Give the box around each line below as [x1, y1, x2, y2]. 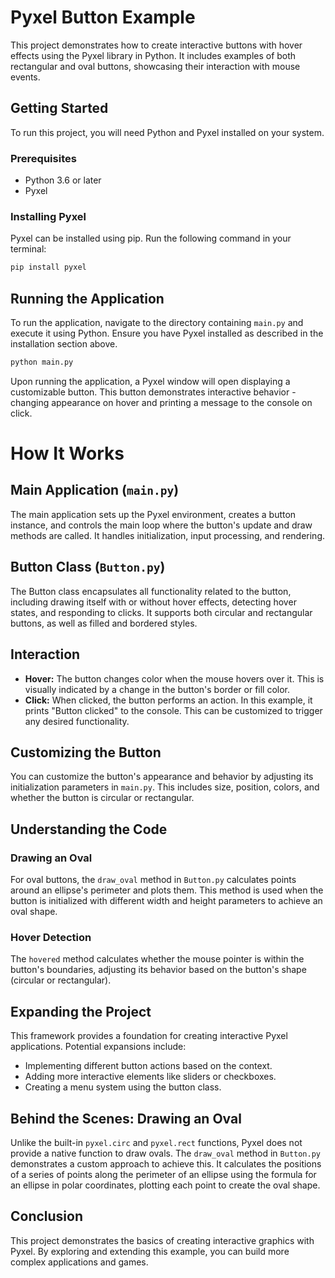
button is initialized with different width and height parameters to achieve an [10, 895, 323, 907]
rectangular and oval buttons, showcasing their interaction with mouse [10, 60, 301, 72]
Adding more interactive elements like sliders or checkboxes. [24, 1071, 277, 1083]
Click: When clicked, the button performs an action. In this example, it [24, 694, 313, 706]
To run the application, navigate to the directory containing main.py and [10, 317, 304, 329]
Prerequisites [10, 151, 77, 165]
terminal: [10, 243, 47, 255]
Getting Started [10, 100, 109, 117]
